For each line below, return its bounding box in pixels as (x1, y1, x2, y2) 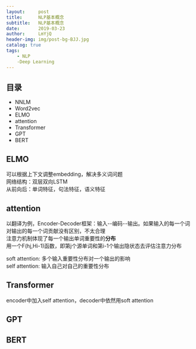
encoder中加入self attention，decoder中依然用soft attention (6, 296, 154, 304)
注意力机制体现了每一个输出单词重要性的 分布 (6, 234, 116, 242)
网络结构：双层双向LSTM (6, 178, 68, 185)
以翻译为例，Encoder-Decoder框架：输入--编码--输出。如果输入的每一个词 (6, 219, 191, 227)
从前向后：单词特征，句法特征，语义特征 (6, 186, 105, 193)
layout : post (6, 8, 49, 15)
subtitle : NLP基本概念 (6, 20, 64, 26)
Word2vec (14, 105, 41, 112)
